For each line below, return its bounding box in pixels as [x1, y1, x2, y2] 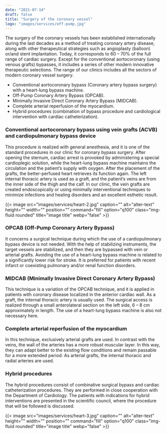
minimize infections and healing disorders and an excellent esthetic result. [5, 191, 158, 197]
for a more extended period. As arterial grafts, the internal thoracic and [5, 352, 151, 358]
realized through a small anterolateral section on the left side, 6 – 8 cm [5, 302, 150, 308]
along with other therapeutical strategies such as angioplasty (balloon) [5, 45, 151, 51]
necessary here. [5, 313, 39, 319]
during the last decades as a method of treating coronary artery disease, [5, 40, 155, 46]
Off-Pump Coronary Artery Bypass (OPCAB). [12, 92, 105, 98]
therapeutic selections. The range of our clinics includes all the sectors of [5, 67, 157, 73]
